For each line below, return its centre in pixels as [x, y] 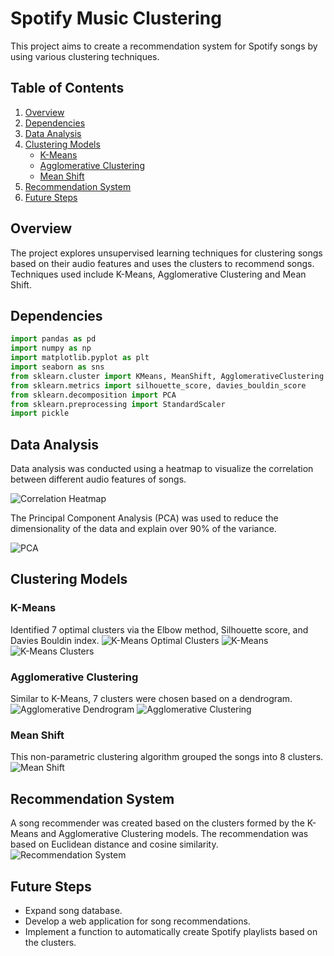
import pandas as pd [53, 339]
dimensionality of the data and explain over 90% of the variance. [143, 529]
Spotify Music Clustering [116, 18]
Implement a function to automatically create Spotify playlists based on [171, 931]
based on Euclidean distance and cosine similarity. [114, 844]
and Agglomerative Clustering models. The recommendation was [174, 834]
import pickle [40, 413]
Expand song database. [73, 910]
